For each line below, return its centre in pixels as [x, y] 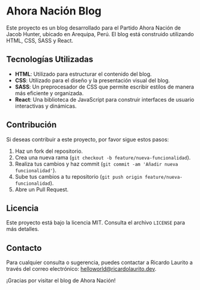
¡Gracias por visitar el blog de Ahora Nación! [61, 280]
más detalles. [23, 229]
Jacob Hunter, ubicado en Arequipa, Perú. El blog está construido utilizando [100, 34]
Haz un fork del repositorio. [49, 151]
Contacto [24, 248]
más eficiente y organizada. [49, 93]
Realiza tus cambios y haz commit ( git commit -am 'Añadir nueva [96, 164]
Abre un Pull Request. [42, 189]
